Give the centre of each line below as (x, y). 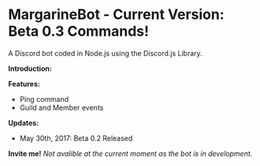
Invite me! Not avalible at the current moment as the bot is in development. (130, 153)
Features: (24, 84)
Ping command (44, 99)
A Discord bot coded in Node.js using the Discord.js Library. (105, 53)
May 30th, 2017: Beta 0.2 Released (76, 138)
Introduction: (30, 68)
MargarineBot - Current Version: (116, 15)
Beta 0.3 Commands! (79, 31)
